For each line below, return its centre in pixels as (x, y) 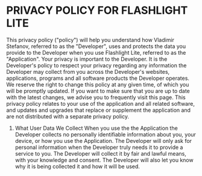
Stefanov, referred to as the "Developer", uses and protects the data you (96, 46)
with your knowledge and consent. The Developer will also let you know (104, 160)
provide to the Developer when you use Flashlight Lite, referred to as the (96, 52)
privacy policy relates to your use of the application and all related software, (100, 103)
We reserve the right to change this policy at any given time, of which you (98, 84)
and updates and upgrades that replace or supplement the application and (99, 110)
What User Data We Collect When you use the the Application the (96, 128)
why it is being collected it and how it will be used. (77, 166)
